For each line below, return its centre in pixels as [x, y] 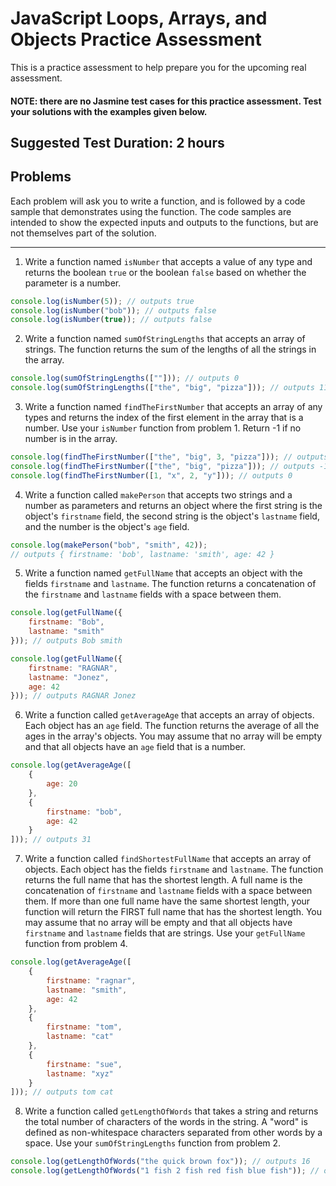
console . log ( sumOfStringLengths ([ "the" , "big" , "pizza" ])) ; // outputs [162, 388]
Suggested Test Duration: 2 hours [117, 142]
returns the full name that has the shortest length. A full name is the [163, 880]
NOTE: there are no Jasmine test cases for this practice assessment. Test [166, 101]
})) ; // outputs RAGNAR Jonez [73, 696]
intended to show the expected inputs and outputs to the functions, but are [164, 222]
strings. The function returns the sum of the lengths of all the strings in [170, 349]
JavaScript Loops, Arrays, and [139, 18]
